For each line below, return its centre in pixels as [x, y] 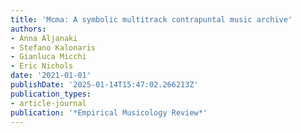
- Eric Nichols [42, 66]
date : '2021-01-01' [51, 76]
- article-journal [48, 103]
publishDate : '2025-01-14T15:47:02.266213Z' [104, 85]
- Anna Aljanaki [44, 38]
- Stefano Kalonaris [53, 47]
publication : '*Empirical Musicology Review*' [109, 112]
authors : [28, 29]
